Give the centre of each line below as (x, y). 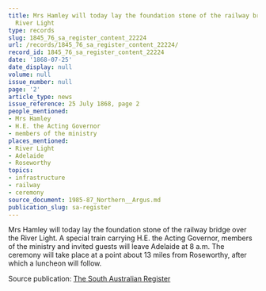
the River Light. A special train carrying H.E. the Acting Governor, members (130, 238)
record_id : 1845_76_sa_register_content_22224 (86, 52)
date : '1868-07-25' (40, 60)
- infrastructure (37, 178)
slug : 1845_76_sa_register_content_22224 (78, 38)
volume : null (30, 75)
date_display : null (40, 67)
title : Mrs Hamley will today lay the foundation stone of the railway (129, 15)
